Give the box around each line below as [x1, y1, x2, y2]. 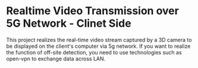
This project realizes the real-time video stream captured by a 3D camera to [6, 36, 192, 43]
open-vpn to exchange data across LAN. [6, 55, 106, 62]
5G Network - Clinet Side [6, 17, 132, 30]
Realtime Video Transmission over [6, 4, 180, 18]
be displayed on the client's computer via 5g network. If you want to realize [6, 43, 191, 50]
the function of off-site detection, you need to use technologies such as [6, 48, 183, 56]
